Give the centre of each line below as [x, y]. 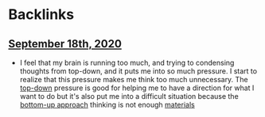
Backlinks [41, 15]
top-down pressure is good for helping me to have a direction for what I [137, 88]
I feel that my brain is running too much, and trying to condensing [127, 62]
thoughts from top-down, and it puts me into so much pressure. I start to [138, 71]
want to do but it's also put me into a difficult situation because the [129, 96]
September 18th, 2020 [65, 44]
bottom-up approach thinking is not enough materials [107, 105]
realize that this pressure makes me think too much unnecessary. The [134, 79]
